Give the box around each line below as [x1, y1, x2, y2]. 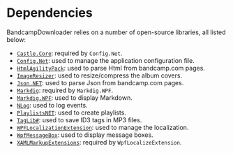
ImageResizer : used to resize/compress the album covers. [16, 71, 183, 80]
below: [6, 35, 26, 43]
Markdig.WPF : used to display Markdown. [16, 93, 133, 102]
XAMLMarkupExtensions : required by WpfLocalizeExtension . [16, 138, 182, 146]
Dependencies [6, 5, 93, 21]
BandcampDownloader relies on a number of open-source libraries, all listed [6, 28, 226, 36]
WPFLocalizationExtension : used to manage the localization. [16, 123, 189, 131]
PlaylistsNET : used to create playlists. [16, 108, 127, 117]
